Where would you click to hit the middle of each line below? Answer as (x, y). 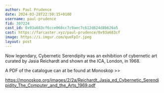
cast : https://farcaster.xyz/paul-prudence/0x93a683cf (63, 32)
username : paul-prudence (31, 19)
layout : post (19, 42)
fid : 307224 (17, 23)
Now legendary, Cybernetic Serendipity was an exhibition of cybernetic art (81, 56)
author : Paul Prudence (28, 10)
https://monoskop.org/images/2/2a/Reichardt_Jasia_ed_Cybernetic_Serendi (82, 80)
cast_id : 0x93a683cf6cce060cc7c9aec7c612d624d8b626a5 (62, 28)
